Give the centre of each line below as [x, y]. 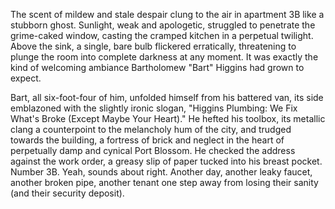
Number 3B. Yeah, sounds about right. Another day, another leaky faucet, [161, 172]
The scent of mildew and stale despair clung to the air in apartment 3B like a [167, 14]
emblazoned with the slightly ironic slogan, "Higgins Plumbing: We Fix [154, 108]
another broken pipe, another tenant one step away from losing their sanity [164, 182]
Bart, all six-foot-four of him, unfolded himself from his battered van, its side [167, 97]
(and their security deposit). [67, 193]
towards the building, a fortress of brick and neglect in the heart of [147, 140]
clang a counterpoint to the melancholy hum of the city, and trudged [151, 129]
